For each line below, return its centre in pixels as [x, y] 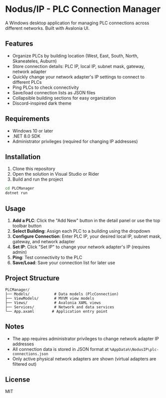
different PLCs [27, 82]
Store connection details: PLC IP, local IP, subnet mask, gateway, [79, 66]
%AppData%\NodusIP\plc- [134, 349]
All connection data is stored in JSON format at [60, 349]
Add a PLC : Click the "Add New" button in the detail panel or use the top [86, 220]
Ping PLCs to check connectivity [45, 87]
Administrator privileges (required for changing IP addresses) [75, 141]
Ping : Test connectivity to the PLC [47, 257]
